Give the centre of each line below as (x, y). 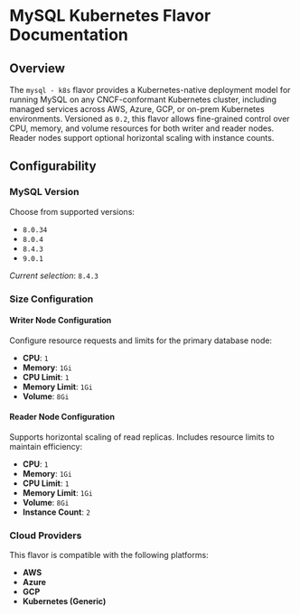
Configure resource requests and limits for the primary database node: (141, 340)
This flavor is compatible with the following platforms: (109, 555)
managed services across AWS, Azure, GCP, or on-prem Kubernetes (137, 109)
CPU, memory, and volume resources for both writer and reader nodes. (142, 128)
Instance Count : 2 (56, 512)
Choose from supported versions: (72, 211)
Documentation (69, 35)
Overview (37, 68)
